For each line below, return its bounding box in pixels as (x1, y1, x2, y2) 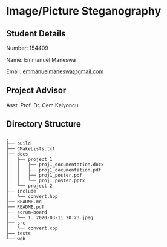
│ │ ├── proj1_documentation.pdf (6, 166, 102, 173)
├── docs (6, 151, 28, 157)
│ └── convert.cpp (6, 225, 59, 231)
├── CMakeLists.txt (6, 145, 56, 152)
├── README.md (6, 199, 42, 205)
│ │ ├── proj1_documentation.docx (6, 162, 104, 168)
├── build (6, 140, 31, 147)
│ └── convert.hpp (6, 193, 59, 199)
